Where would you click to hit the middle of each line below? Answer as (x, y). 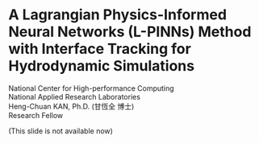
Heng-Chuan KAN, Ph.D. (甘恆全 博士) (71, 106)
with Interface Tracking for (100, 49)
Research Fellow (36, 115)
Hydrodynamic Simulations (102, 66)
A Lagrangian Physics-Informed (118, 15)
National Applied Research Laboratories (75, 96)
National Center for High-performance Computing (92, 88)
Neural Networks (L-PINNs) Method (130, 32)
